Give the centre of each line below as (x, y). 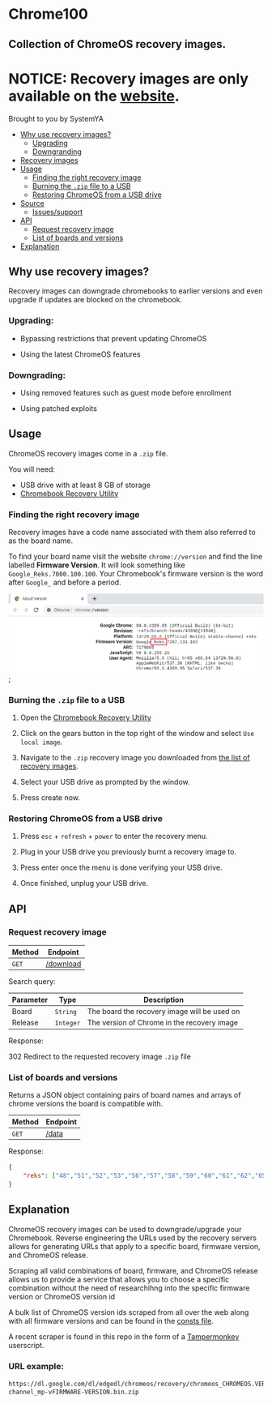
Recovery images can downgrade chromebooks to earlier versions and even (136, 291)
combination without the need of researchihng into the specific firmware (129, 1288)
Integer (68, 1023)
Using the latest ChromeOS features (80, 354)
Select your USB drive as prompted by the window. (105, 782)
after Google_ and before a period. (65, 582)
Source (32, 203)
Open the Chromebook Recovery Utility (85, 717)
